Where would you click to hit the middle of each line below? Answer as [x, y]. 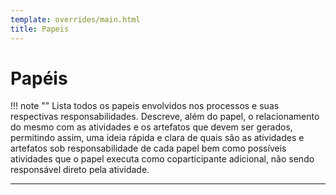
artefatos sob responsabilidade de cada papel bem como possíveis [148, 148]
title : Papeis [40, 29]
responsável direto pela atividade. [80, 170]
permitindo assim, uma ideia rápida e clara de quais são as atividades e [157, 138]
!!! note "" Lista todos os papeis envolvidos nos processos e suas [145, 106]
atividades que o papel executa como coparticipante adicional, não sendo [162, 159]
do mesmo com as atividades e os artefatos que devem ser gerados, [151, 127]
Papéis [39, 78]
